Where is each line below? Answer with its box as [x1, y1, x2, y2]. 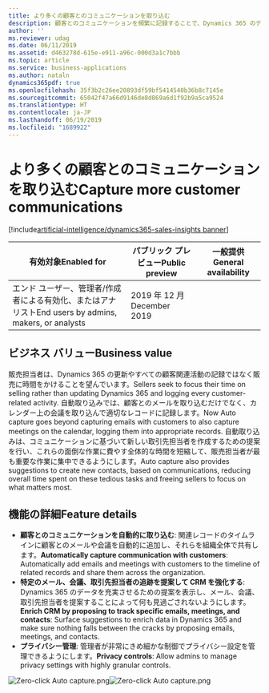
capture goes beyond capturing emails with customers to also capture [8, 417, 240, 426]
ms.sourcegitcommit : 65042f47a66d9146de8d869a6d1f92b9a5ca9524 [8, 94, 224, 102]
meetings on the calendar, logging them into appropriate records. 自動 [8, 426, 239, 436]
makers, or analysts [12, 317, 86, 328]
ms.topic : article [8, 57, 70, 65]
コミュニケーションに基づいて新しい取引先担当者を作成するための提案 [29, 436, 261, 445]
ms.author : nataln [8, 71, 70, 79]
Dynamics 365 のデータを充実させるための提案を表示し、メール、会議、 [19, 587, 259, 597]
